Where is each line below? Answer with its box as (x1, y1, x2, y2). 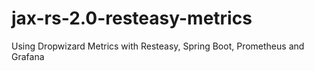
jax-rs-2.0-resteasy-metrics (11, 7, 253, 30)
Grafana (11, 50, 45, 62)
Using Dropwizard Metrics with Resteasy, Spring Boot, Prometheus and (11, 40, 305, 52)
